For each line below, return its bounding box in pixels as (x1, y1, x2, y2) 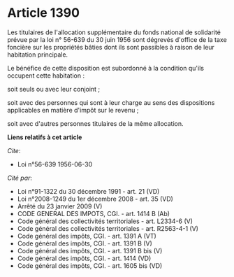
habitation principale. (7, 50, 68, 59)
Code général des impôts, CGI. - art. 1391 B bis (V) (17, 246, 163, 255)
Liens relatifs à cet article (7, 133, 82, 141)
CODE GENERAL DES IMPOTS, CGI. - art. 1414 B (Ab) (17, 209, 170, 218)
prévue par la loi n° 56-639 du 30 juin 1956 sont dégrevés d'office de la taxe (7, 35, 227, 43)
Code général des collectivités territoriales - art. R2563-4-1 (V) (17, 224, 199, 232)
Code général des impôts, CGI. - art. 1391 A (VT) (17, 232, 157, 240)
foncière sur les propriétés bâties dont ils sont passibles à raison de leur (7, 43, 215, 51)
